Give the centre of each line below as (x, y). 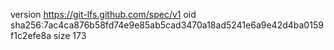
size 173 (70, 35)
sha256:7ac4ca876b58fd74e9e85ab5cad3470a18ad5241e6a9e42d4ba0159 (167, 25)
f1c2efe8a (31, 35)
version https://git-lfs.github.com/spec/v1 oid (103, 14)
